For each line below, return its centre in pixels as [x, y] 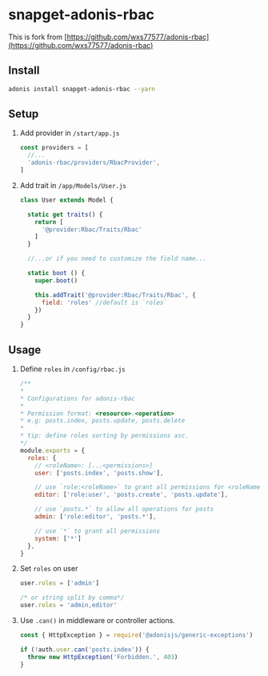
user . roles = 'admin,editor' [68, 606]
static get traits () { [65, 214]
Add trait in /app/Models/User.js [73, 185]
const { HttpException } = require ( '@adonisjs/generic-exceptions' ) [136, 635]
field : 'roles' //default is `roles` [104, 302]
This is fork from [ [38, 37]
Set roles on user [49, 569]
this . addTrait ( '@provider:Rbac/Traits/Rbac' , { [115, 295]
